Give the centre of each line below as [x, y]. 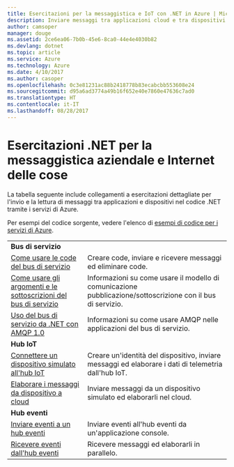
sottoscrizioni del [39, 295]
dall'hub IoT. [107, 372]
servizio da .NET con [45, 323]
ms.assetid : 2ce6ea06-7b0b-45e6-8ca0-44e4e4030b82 [82, 40]
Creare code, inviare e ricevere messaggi [154, 257]
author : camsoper [32, 26]
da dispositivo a [37, 392]
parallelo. [102, 452]
